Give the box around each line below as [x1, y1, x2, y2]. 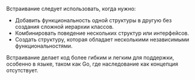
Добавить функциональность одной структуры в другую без [14, 17, 172, 23]
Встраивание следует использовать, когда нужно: [6, 5, 137, 12]
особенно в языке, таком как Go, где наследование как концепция [6, 60, 179, 67]
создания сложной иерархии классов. [14, 23, 114, 30]
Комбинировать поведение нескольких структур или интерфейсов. [14, 29, 190, 37]
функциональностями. [14, 42, 73, 49]
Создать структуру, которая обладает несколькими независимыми [14, 36, 190, 43]
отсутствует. [6, 67, 39, 74]
